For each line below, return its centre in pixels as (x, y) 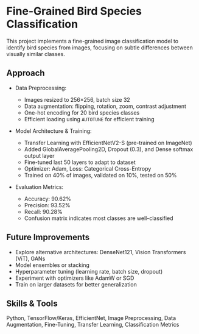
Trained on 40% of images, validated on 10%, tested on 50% (101, 175)
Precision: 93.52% (47, 205)
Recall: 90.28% (43, 211)
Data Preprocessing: (41, 88)
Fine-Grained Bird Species (74, 11)
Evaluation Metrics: (39, 187)
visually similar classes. (36, 54)
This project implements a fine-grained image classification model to (92, 41)
